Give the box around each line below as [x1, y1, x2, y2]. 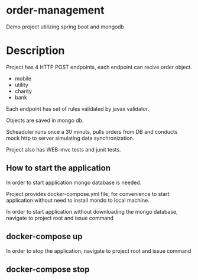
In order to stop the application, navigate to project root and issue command [6, 247, 191, 255]
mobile [14, 75, 31, 82]
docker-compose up [6, 231, 83, 242]
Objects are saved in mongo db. [6, 117, 84, 124]
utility [14, 81, 28, 88]
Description [6, 44, 65, 57]
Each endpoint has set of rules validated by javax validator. [6, 105, 150, 112]
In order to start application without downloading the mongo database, [6, 208, 178, 215]
